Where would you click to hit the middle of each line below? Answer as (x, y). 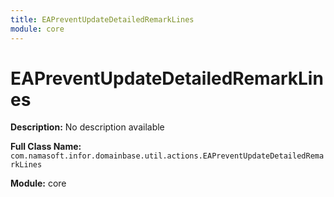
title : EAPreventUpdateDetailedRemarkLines (102, 19)
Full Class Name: (46, 147)
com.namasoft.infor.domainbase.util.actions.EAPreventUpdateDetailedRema (167, 156)
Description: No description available (87, 127)
